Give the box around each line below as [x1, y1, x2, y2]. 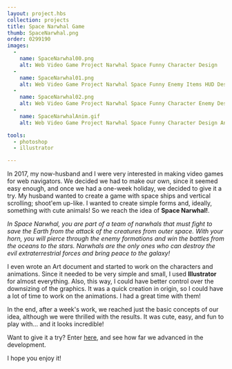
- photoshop [13, 138, 48, 145]
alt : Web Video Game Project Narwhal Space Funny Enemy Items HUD [19, 81, 215, 88]
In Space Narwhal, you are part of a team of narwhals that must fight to [7, 220, 213, 228]
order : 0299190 [7, 36, 51, 43]
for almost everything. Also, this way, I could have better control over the [7, 277, 214, 285]
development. [7, 341, 46, 349]
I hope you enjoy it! [7, 354, 61, 363]
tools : [7, 132, 26, 139]
